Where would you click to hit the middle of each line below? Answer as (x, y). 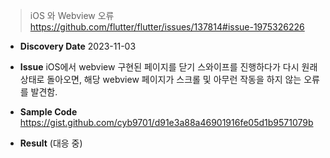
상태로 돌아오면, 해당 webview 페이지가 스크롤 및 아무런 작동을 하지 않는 (160, 79)
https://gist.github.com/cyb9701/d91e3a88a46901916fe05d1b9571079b (166, 122)
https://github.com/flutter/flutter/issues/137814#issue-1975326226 (167, 27)
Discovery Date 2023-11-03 (78, 46)
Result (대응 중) (51, 143)
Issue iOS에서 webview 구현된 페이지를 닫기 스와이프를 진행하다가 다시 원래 (168, 67)
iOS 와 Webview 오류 (72, 15)
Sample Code (48, 112)
